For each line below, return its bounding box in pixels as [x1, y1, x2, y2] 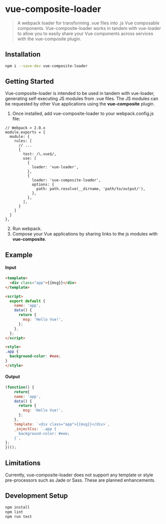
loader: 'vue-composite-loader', [31, 178, 101, 183]
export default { [9, 299, 46, 304]
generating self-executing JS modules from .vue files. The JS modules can [5, 96, 159, 102]
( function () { [5, 385, 35, 390]
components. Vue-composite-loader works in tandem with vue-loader [17, 25, 162, 31]
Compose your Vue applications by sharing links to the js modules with [12, 231, 158, 237]
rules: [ [14, 138, 32, 144]
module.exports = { [5, 130, 46, 135]
